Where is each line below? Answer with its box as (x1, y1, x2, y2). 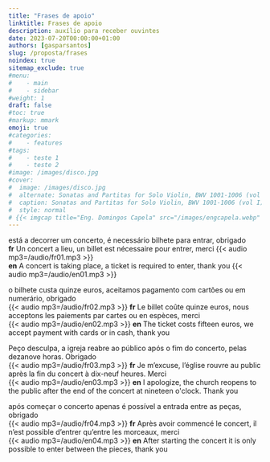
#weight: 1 (8, 94, 45, 102)
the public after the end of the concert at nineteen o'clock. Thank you (8, 386, 239, 396)
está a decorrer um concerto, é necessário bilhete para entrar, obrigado (8, 235, 247, 245)
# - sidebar (8, 86, 59, 95)
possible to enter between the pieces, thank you (8, 444, 168, 454)
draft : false (8, 101, 52, 109)
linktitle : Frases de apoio (8, 19, 103, 27)
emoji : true (8, 124, 48, 132)
